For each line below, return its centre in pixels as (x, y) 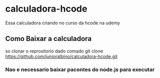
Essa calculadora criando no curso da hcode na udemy (63, 23)
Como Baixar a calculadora (49, 39)
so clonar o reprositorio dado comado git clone (54, 51)
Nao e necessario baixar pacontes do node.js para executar (80, 69)
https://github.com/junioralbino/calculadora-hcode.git (62, 56)
